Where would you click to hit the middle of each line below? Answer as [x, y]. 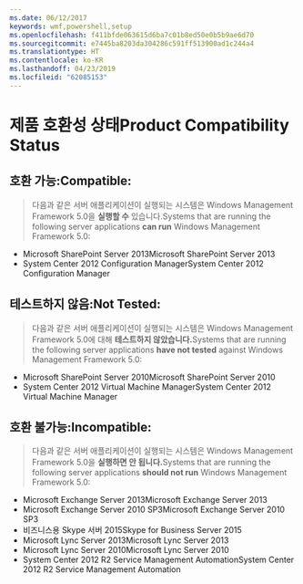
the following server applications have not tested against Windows [157, 349]
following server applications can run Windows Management [146, 226]
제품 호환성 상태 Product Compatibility [149, 125]
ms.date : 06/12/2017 [49, 18]
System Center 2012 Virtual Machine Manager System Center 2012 [146, 386]
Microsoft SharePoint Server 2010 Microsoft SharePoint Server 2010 [149, 377]
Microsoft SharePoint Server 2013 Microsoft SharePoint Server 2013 [149, 254]
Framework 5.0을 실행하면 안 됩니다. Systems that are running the [151, 463]
